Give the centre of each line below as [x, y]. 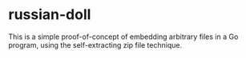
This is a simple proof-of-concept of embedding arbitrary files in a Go [123, 37]
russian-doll [50, 15]
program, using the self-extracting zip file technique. [95, 44]
